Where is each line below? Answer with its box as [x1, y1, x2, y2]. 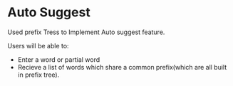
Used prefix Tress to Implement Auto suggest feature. [7, 28, 165, 36]
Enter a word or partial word [17, 55, 100, 64]
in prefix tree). [17, 70, 60, 79]
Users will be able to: [7, 41, 69, 50]
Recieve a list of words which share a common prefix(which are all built [17, 63, 227, 71]
